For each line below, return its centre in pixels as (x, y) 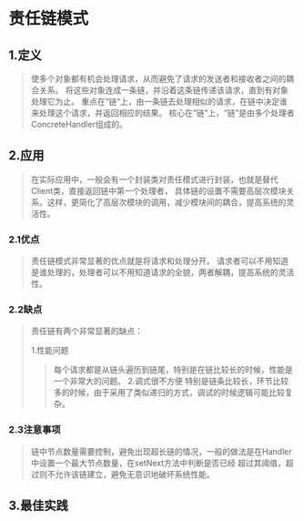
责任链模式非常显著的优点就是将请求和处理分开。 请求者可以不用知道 (159, 261)
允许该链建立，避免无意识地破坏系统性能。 (135, 474)
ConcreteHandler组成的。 (79, 124)
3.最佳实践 (39, 506)
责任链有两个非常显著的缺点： (86, 331)
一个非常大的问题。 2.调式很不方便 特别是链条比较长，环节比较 (171, 381)
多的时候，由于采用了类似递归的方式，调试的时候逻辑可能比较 (169, 393)
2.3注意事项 (35, 430)
